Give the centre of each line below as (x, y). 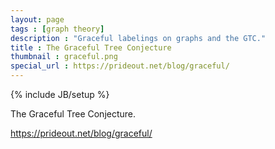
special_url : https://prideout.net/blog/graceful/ (120, 66)
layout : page (37, 19)
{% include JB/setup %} (60, 94)
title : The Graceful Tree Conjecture (91, 47)
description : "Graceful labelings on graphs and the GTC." (138, 38)
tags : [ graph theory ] (57, 29)
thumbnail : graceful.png (64, 57)
